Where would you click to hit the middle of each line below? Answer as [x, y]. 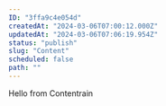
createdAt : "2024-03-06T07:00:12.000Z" [83, 26]
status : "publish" [43, 43]
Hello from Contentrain [51, 93]
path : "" [25, 68]
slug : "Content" [39, 51]
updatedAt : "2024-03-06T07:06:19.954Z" [83, 34]
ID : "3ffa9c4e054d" [45, 18]
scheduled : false [41, 59]
